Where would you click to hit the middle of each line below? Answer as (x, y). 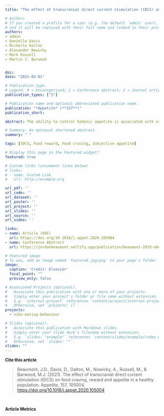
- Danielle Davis (23, 41)
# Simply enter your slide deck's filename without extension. (73, 333)
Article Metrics (21, 409)
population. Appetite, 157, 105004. (51, 385)
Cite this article (21, 360)
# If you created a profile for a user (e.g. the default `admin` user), (82, 23)
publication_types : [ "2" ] (31, 95)
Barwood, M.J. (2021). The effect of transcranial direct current (80, 374)
